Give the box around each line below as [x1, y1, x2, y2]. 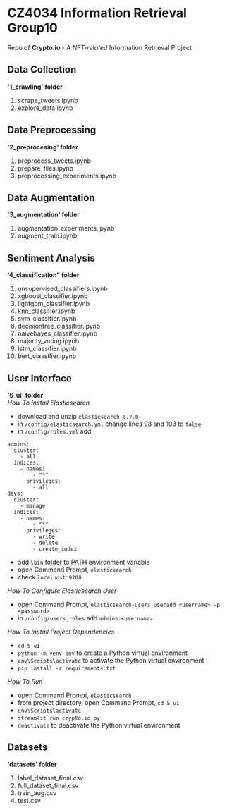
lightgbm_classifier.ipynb [17, 300, 90, 308]
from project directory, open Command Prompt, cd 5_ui [17, 699, 180, 706]
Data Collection [7, 63, 77, 75]
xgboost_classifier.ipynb [17, 292, 88, 300]
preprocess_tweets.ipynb [17, 157, 92, 165]
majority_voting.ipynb [17, 337, 80, 345]
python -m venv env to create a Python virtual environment [17, 649, 188, 657]
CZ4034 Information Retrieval [7, 5, 187, 21]
